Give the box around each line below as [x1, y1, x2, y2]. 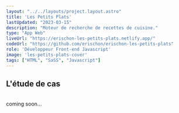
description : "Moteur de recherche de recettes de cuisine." [6, 24, 159, 31]
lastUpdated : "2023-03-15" [6, 19, 72, 25]
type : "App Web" [6, 30, 46, 36]
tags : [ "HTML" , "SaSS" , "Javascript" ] [6, 57, 101, 63]
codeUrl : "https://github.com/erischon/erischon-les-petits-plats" [6, 41, 174, 47]
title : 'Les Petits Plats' [6, 14, 72, 20]
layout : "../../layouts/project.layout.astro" [6, 8, 122, 15]
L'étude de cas [6, 79, 60, 89]
